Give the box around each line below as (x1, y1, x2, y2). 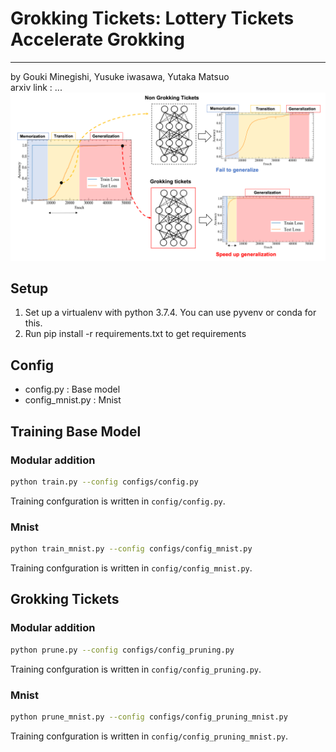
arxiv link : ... (10, 81, 63, 93)
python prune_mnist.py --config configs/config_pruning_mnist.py (10, 712, 288, 722)
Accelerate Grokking (10, 28, 185, 51)
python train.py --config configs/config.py (10, 477, 199, 487)
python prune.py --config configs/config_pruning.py (10, 645, 235, 655)
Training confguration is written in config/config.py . (10, 495, 226, 507)
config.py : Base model (24, 383, 121, 396)
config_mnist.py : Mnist (24, 394, 122, 406)
